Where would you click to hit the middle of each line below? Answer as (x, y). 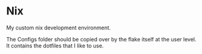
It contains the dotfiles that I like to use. (55, 46)
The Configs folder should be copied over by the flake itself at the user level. (102, 39)
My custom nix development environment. (58, 28)
